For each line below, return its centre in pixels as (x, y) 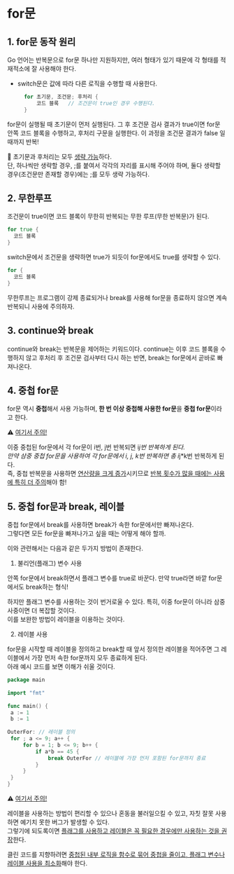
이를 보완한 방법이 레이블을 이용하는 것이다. (66, 620)
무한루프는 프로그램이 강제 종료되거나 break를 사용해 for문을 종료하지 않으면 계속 (117, 297)
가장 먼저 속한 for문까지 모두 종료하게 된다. (89, 658)
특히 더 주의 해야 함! (41, 482)
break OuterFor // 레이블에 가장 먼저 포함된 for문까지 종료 (127, 758)
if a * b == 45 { (57, 751)
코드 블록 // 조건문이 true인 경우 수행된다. (96, 103)
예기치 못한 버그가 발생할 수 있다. (65, 822)
